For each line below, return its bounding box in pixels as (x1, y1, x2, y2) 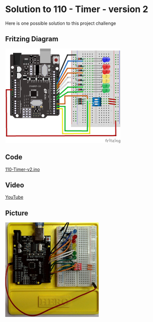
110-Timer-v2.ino (5, 166, 40, 172)
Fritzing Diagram (5, 35, 59, 43)
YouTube (5, 194, 24, 200)
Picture (5, 209, 29, 217)
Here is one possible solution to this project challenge (5, 20, 116, 26)
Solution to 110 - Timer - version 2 (5, 4, 148, 15)
